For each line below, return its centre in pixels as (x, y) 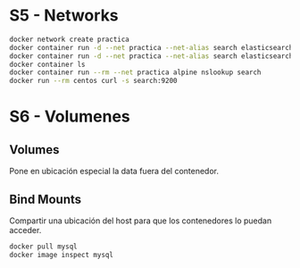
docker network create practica (69, 39)
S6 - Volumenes (70, 117)
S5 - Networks (64, 16)
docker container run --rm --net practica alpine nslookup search (135, 72)
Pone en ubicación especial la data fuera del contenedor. (114, 172)
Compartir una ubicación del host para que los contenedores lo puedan (141, 221)
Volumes (34, 150)
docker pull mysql (43, 247)
